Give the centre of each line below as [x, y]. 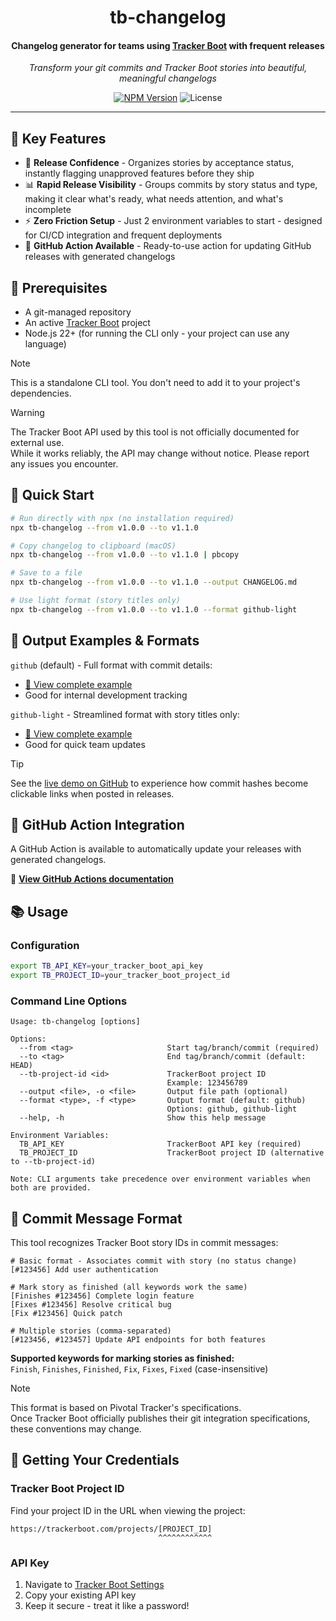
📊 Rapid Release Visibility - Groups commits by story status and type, [171, 185]
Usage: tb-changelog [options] [75, 1022]
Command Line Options [69, 1001]
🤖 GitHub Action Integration [97, 825]
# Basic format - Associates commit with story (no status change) [154, 1261]
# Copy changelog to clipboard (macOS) [93, 546]
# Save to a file [46, 573]
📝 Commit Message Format [96, 1218]
